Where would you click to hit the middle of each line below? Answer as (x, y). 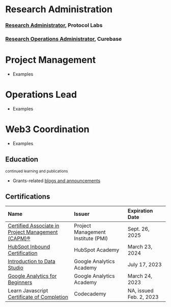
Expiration (140, 211)
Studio (16, 268)
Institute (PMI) (91, 239)
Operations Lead (41, 95)
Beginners (20, 283)
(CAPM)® (19, 239)
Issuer (82, 214)
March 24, (140, 276)
